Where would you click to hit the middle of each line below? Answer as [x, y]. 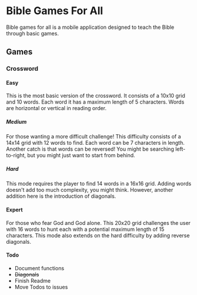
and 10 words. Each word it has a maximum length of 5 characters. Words [95, 102]
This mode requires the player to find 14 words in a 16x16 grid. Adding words [99, 184]
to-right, [16, 155]
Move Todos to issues [41, 287]
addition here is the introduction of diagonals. [61, 196]
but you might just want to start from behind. [81, 155]
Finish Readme [33, 280]
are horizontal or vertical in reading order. [56, 108]
